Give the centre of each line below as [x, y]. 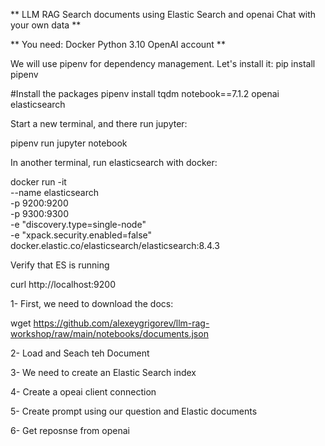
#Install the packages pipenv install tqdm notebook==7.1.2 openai [145, 93]
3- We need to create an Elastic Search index [103, 372]
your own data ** [46, 25]
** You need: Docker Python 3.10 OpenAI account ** [118, 44]
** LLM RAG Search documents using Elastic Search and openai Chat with [163, 14]
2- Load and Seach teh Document [80, 353]
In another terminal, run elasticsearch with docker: [114, 162]
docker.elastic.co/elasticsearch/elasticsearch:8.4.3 [115, 245]
